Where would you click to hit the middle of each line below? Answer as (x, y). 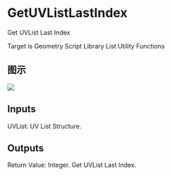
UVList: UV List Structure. (44, 126)
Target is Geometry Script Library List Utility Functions (86, 46)
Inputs (22, 109)
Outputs (26, 148)
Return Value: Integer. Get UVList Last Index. (72, 165)
